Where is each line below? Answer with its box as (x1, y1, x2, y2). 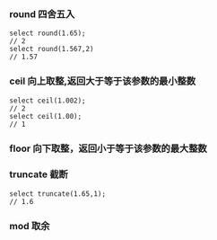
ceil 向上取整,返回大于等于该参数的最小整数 (9, 75, 196, 87)
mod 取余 (9, 219, 50, 232)
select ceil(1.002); (9, 96, 87, 105)
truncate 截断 (9, 168, 69, 181)
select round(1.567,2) (9, 45, 94, 54)
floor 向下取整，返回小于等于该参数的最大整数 (9, 142, 208, 155)
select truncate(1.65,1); (9, 189, 106, 199)
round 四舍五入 (9, 7, 75, 20)
